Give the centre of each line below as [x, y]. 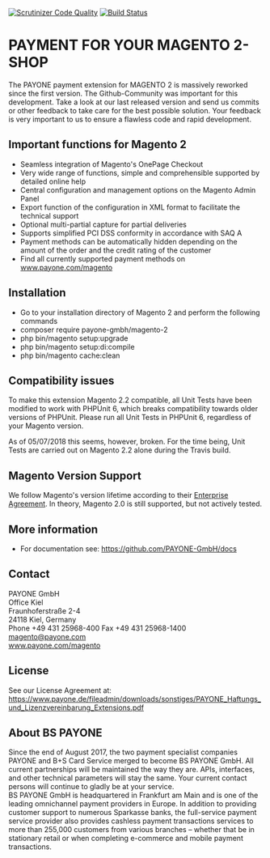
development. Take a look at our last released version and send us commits [134, 102]
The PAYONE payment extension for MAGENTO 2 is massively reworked [128, 84]
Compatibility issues [61, 380]
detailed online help [53, 181]
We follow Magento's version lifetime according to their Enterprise [118, 495]
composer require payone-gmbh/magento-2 [94, 329]
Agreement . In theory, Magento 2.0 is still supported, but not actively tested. [135, 504]
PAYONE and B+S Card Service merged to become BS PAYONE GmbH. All [131, 761]
